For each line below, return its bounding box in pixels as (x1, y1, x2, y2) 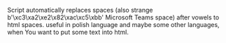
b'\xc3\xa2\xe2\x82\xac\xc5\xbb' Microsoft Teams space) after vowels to (7, 13, 220, 21)
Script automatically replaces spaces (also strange (7, 6, 153, 14)
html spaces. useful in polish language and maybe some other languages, (7, 21, 220, 28)
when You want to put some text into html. (7, 28, 129, 36)
